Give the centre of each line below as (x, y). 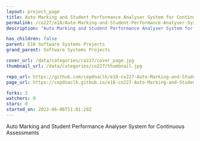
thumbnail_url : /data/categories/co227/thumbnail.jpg (74, 66)
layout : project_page (33, 12)
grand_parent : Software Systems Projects (58, 50)
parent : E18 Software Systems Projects (56, 44)
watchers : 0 (21, 98)
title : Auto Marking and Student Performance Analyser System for (90, 17)
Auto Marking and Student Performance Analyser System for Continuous (96, 126)
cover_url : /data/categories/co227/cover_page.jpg (70, 60)
